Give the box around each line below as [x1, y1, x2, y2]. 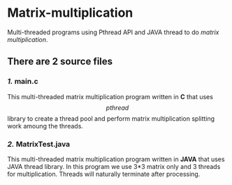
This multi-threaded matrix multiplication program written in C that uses [7, 92, 213, 101]
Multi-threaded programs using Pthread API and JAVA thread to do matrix [7, 28, 219, 36]
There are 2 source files [7, 56, 113, 68]
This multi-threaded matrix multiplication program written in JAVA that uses [7, 155, 225, 163]
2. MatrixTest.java [7, 139, 71, 149]
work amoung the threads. [7, 121, 84, 130]
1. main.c [7, 77, 38, 87]
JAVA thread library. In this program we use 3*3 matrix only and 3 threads [7, 162, 221, 170]
